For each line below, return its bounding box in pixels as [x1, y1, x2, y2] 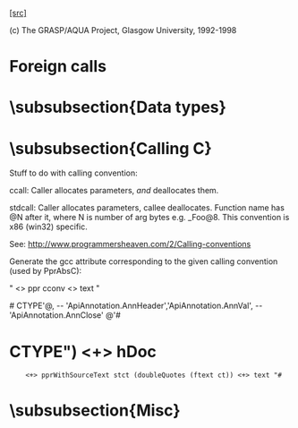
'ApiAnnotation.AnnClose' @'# [9, 310, 121, 321]
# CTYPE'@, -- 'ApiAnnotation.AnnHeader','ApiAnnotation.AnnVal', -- [9, 300, 263, 312]
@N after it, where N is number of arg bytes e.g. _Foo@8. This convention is [9, 212, 290, 223]
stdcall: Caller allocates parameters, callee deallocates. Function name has [9, 202, 285, 213]
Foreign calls [9, 56, 107, 77]
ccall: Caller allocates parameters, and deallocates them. [9, 185, 219, 196]
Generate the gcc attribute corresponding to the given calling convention [9, 256, 278, 267]
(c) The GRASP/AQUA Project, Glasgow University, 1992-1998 [9, 25, 237, 35]
